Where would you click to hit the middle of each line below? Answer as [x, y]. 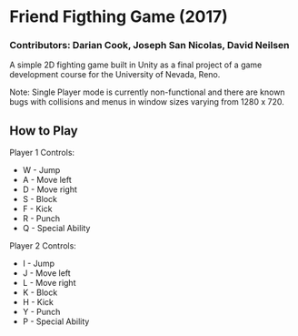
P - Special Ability [56, 321]
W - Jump [41, 170]
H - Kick [38, 302]
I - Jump [38, 264]
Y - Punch [41, 312]
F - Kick [37, 209]
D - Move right [50, 189]
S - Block [40, 199]
